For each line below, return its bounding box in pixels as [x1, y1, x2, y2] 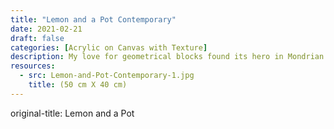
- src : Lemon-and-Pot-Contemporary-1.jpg [19, 71, 195, 81]
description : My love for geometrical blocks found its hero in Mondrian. [10, 52, 329, 62]
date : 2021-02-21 [10, 24, 83, 34]
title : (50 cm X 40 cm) [28, 80, 128, 90]
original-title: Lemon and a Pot [10, 107, 135, 119]
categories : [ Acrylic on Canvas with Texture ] [10, 42, 208, 53]
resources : [10, 61, 56, 71]
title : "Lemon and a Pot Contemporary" [10, 14, 177, 25]
